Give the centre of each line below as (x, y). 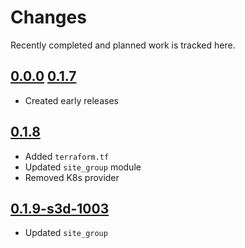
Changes (48, 17)
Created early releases (71, 100)
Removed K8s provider (72, 177)
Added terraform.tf (67, 156)
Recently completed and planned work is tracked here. (123, 45)
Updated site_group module (83, 167)
